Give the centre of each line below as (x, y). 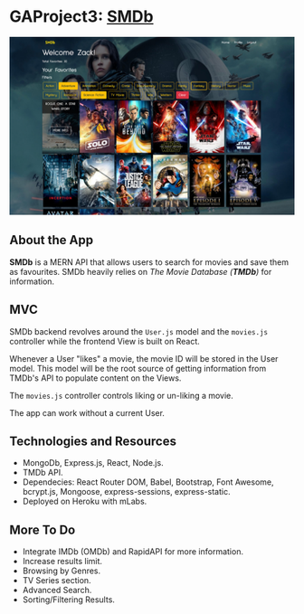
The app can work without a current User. (87, 412)
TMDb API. (43, 473)
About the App (51, 240)
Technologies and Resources (93, 441)
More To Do (43, 529)
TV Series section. (57, 581)
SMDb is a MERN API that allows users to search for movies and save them (149, 262)
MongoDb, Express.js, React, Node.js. (93, 463)
